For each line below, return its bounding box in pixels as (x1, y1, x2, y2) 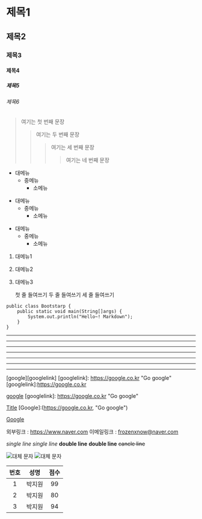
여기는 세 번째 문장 (50, 143, 95, 151)
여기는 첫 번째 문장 (20, 118, 65, 125)
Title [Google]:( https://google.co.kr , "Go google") (6, 404, 128, 411)
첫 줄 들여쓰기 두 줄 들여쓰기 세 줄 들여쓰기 (14, 291, 115, 298)
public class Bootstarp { (6, 303, 71, 309)
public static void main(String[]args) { (17, 308, 122, 314)
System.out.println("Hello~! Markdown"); (28, 314, 133, 320)
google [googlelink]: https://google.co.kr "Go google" (6, 392, 139, 399)
